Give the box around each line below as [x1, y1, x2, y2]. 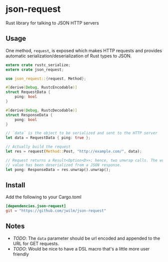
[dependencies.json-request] [5, 204, 66, 209]
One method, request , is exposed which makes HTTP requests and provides [5, 47, 163, 53]
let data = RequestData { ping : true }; [5, 135, 91, 140]
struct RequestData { [5, 89, 51, 95]
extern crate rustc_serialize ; [5, 62, 71, 68]
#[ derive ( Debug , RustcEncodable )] [5, 85, 78, 90]
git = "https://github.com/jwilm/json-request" [5, 208, 107, 213]
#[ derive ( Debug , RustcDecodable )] [5, 108, 78, 113]
